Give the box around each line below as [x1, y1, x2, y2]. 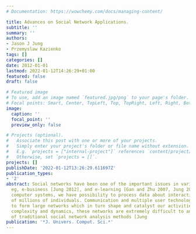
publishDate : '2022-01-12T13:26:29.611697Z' [6, 165, 116, 171]
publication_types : [6, 170, 54, 176]
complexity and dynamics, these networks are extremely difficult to [11, 208, 184, 214]
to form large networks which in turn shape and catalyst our [11, 202, 166, 209]
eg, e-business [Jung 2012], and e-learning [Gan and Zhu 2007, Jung [11, 187, 184, 193]
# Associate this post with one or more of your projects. [6, 138, 158, 144]
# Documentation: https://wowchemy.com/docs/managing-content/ [6, 8, 163, 15]
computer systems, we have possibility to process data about [11, 192, 166, 198]
